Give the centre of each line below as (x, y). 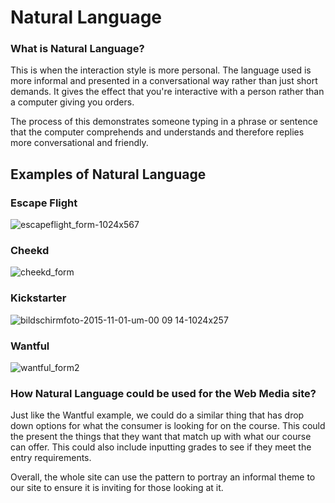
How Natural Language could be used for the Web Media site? (163, 393)
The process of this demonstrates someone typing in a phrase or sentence (164, 122)
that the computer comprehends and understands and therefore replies (157, 132)
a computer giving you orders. (72, 102)
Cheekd (30, 251)
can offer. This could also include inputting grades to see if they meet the (161, 447)
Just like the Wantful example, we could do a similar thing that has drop (157, 415)
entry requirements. (51, 458)
